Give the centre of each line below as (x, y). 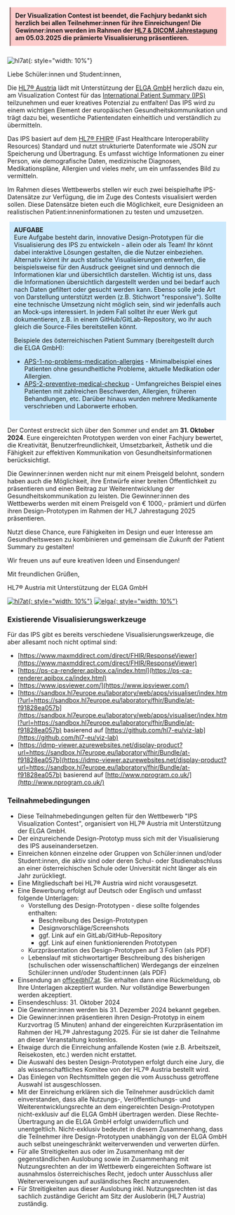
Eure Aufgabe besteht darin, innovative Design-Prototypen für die (109, 237)
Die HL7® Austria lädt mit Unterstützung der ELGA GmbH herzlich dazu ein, (116, 88)
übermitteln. (25, 125)
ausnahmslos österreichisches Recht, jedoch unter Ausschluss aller (115, 1174)
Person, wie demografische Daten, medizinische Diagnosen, (94, 161)
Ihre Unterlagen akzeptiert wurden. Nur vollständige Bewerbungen (114, 987)
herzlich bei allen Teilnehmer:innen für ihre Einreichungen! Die (108, 23)
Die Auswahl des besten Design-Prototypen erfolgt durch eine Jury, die (121, 1062)
